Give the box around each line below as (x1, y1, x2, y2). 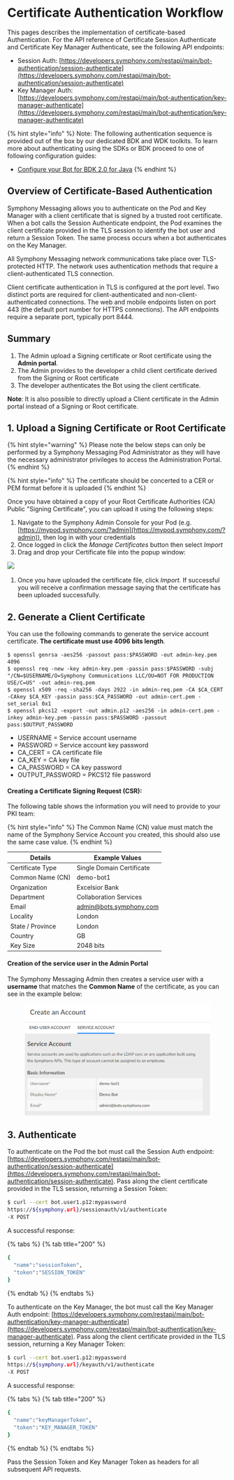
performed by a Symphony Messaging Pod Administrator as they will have (7, 448, 221, 457)
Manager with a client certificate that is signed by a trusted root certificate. (7, 211, 223, 219)
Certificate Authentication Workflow (7, 5, 224, 21)
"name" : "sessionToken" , (13, 1261, 82, 1268)
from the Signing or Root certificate (17, 374, 119, 382)
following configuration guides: (7, 152, 96, 160)
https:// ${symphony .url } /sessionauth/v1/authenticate (7, 1206, 168, 1213)
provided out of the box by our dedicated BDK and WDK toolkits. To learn (7, 136, 218, 145)
